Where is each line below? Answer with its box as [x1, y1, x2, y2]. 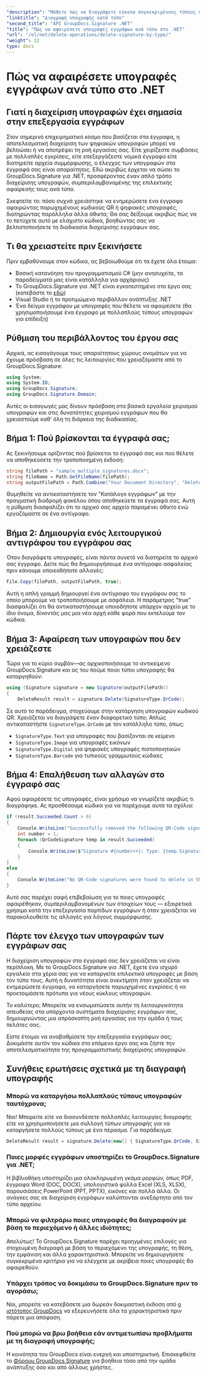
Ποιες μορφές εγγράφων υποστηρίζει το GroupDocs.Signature [6, 1153, 200, 1161]
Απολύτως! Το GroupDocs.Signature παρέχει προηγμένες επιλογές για [6, 1238, 187, 1245]
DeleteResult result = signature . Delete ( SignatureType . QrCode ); [17, 696, 185, 702]
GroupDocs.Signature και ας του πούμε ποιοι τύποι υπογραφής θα [6, 666, 175, 673]
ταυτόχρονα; [6, 1099, 47, 1108]
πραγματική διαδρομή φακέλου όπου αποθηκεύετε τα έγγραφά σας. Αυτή [6, 497, 196, 504]
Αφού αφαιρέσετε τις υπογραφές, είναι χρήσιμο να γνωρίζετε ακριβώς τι [6, 795, 194, 802]
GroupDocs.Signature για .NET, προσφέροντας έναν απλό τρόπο [6, 172, 172, 179]
